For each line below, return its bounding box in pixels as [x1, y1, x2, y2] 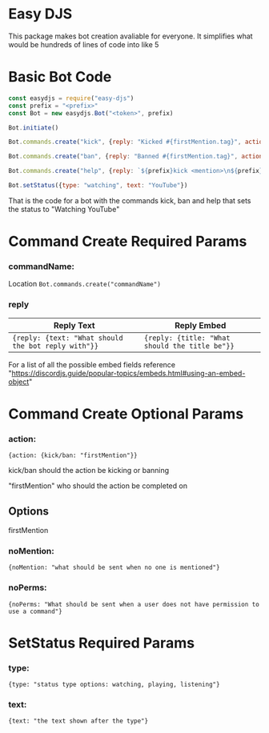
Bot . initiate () [8, 123, 59, 132]
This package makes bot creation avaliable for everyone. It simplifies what [8, 31, 254, 41]
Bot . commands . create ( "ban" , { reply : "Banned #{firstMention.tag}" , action [8, 153, 263, 161]
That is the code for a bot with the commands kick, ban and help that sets [8, 195, 251, 205]
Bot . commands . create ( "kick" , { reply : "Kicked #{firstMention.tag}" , [8, 138, 242, 146]
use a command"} [8, 607, 62, 615]
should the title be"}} [143, 341, 235, 350]
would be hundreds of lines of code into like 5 [8, 39, 159, 49]
